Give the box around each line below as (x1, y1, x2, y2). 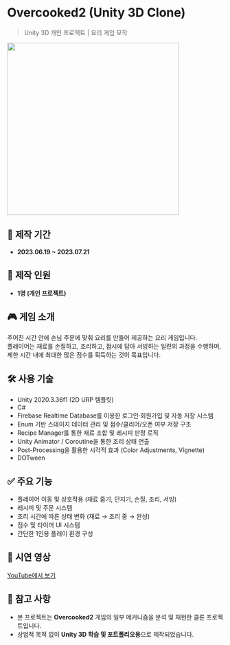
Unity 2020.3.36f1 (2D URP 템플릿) (16, 396, 115, 404)
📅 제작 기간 (7, 229, 51, 240)
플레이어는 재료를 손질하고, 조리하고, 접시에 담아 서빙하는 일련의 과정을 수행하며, (7, 342, 222, 351)
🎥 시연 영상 (7, 551, 51, 563)
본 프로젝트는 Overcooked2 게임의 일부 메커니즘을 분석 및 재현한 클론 (16, 613, 205, 621)
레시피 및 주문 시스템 (16, 504, 73, 511)
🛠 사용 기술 (7, 373, 54, 385)
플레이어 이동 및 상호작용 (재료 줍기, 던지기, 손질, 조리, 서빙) (16, 495, 177, 503)
